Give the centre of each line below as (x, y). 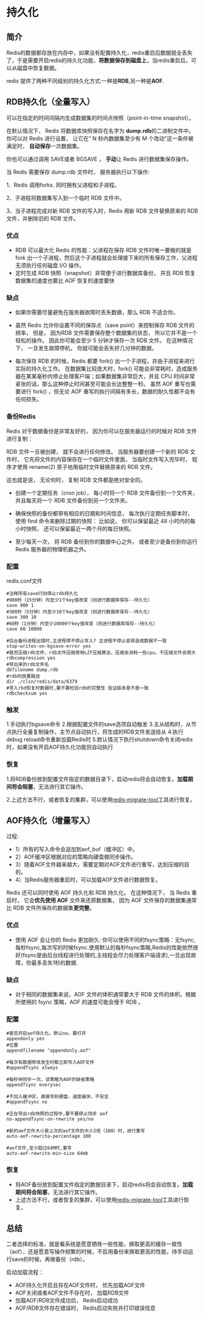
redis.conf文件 (24, 581)
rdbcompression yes (31, 658)
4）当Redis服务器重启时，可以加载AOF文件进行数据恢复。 (88, 880)
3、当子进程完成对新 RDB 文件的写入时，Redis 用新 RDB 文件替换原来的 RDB (102, 210)
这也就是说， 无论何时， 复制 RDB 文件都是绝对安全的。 (76, 480)
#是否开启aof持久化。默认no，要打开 (46, 1033)
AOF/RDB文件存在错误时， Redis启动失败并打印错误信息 (85, 1308)
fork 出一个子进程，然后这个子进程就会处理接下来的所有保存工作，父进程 (106, 258)
